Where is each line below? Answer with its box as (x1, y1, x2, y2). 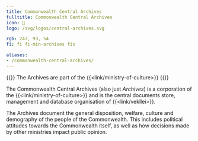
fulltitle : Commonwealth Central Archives (6, 14, 113, 20)
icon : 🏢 (6, 20, 25, 25)
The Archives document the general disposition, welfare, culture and (6, 109, 174, 116)
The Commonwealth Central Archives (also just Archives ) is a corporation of (6, 85, 192, 92)
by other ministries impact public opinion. (6, 128, 107, 135)
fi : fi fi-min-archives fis (6, 41, 76, 47)
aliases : (6, 52, 28, 58)
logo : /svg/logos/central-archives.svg (6, 25, 105, 31)
